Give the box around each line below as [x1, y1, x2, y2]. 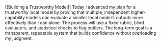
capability [5, 15, 26, 20]
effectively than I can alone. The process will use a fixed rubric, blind [5, 20, 144, 25]
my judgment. [5, 35, 33, 41]
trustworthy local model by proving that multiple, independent [5, 9, 130, 15]
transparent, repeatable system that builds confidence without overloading [5, 30, 156, 36]
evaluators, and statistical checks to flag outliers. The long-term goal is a [5, 25, 153, 31]
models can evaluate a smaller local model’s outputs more [26, 15, 143, 20]
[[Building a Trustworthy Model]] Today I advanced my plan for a [5, 4, 136, 10]
